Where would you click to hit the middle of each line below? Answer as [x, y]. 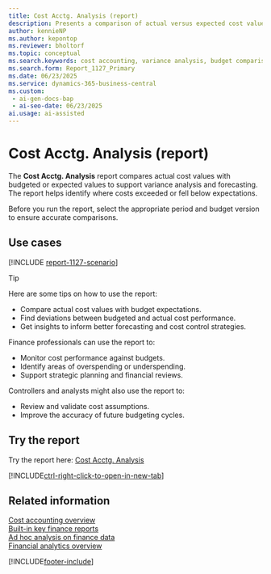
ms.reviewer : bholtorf [46, 46]
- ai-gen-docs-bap [43, 99]
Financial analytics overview [55, 546]
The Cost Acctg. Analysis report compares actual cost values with [120, 175]
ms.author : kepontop [43, 38]
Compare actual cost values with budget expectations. [110, 309]
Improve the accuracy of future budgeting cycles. [102, 415]
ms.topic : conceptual [45, 53]
